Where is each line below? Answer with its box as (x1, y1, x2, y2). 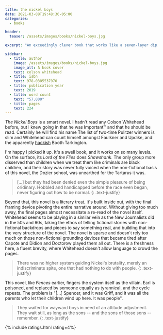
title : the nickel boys (5, 7, 53, 12)
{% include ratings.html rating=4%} (5, 324, 76, 331)
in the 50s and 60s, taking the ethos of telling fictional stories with (5, 220, 137, 226)
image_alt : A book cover (14, 65, 64, 70)
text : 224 (14, 106, 34, 111)
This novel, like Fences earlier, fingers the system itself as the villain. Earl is (5, 280, 155, 286)
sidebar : (5, 52, 23, 56)
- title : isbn (9, 74, 38, 79)
